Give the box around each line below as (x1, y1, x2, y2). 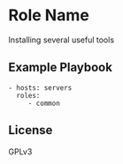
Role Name (8, 5, 89, 26)
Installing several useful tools (8, 34, 115, 45)
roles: (16, 91, 41, 100)
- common (27, 99, 61, 108)
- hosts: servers (8, 83, 73, 93)
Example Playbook (8, 60, 112, 75)
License (8, 123, 53, 138)
